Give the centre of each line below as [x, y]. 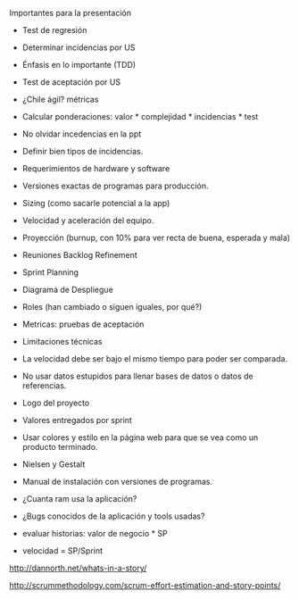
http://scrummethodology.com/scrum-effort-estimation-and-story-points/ [145, 585]
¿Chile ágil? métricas [60, 99]
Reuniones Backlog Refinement [80, 255]
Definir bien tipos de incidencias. [83, 151]
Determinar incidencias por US [79, 47]
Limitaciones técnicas [62, 341]
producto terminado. [60, 447]
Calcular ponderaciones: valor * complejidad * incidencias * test [140, 116]
